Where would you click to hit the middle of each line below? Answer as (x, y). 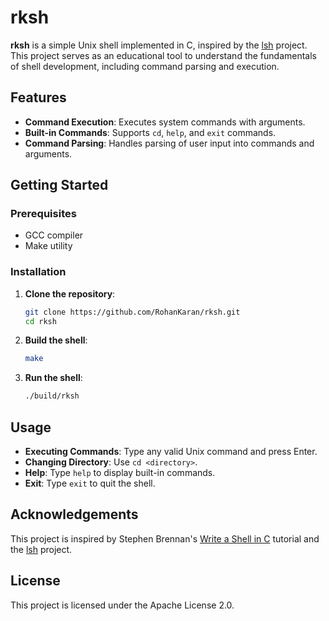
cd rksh (40, 321)
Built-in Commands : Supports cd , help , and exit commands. (150, 132)
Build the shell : (56, 340)
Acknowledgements (74, 514)
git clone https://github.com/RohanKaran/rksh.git (132, 312)
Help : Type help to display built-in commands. (120, 473)
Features (38, 97)
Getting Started (59, 185)
